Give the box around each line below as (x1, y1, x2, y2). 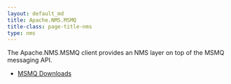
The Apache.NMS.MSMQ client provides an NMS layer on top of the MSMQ (7, 49, 225, 57)
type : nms (7, 29, 36, 37)
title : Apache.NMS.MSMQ (7, 17, 77, 24)
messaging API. (7, 56, 52, 65)
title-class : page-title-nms (7, 23, 92, 30)
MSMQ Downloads (17, 69, 72, 78)
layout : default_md (7, 10, 64, 17)
